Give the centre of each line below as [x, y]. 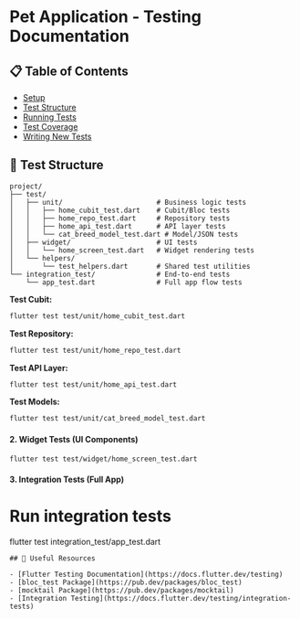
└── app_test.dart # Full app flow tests [134, 282]
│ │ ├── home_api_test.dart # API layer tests [118, 226]
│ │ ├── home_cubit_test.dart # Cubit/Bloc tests [120, 210]
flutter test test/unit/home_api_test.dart [93, 384]
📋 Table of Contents [69, 71]
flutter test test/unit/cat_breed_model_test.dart [108, 419]
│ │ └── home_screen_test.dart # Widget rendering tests [132, 250]
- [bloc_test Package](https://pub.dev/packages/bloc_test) [126, 582]
